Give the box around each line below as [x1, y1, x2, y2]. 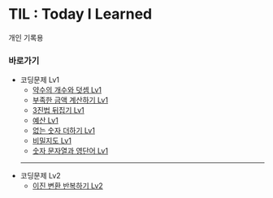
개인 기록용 [8, 32, 44, 42]
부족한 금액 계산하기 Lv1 [32, 95, 108, 105]
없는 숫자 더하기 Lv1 [32, 126, 96, 136]
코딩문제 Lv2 [19, 171, 61, 181]
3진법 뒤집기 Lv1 [32, 105, 85, 115]
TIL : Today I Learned [8, 5, 153, 24]
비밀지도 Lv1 [32, 136, 71, 146]
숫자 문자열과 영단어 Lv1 [32, 146, 108, 156]
